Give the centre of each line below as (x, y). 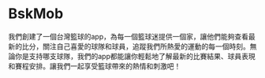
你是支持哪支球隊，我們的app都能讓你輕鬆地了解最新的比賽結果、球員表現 (135, 56)
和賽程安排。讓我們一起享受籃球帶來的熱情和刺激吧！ (95, 66)
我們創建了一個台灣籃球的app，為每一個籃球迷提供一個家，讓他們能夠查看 (129, 36)
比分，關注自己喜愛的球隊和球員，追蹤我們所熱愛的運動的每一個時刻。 (136, 46)
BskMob (36, 14)
